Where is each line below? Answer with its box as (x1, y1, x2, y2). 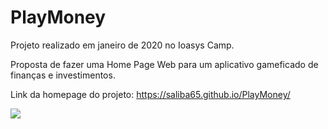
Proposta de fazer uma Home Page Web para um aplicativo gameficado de (10, 58, 319, 70)
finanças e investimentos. (10, 69, 116, 81)
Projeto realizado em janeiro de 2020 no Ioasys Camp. (10, 39, 235, 51)
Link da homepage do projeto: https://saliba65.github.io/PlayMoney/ (10, 88, 291, 100)
